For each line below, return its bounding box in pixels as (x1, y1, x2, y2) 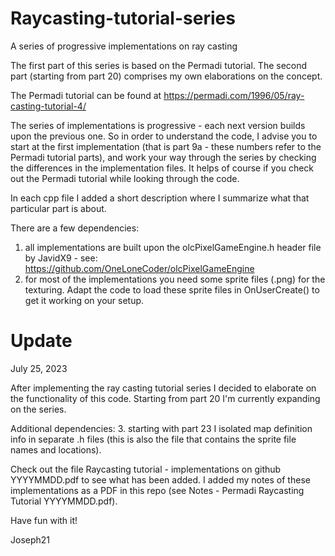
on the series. (10, 403, 67, 415)
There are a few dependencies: (10, 222, 140, 234)
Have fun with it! (10, 514, 78, 526)
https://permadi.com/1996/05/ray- (163, 89, 305, 101)
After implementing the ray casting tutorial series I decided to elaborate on (10, 382, 317, 394)
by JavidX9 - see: (24, 252, 98, 264)
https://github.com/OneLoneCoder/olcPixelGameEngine (24, 262, 255, 274)
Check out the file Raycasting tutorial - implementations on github (10, 463, 282, 475)
